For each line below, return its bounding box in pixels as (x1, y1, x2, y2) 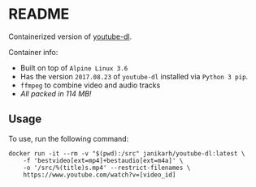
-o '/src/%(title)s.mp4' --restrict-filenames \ (23, 164, 191, 172)
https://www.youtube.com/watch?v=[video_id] (23, 171, 176, 179)
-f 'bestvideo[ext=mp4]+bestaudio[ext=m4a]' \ (23, 156, 184, 164)
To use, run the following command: (8, 134, 129, 143)
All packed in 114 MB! (20, 88, 92, 98)
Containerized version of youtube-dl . (8, 32, 132, 41)
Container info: (8, 47, 59, 57)
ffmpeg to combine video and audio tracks (20, 80, 161, 90)
